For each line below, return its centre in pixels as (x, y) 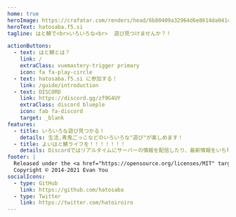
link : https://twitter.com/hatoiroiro (77, 203)
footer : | (22, 157)
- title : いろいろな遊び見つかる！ (59, 131)
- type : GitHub (36, 183)
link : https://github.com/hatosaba (72, 190)
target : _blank (42, 118)
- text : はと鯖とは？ (42, 53)
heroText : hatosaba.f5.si (45, 27)
